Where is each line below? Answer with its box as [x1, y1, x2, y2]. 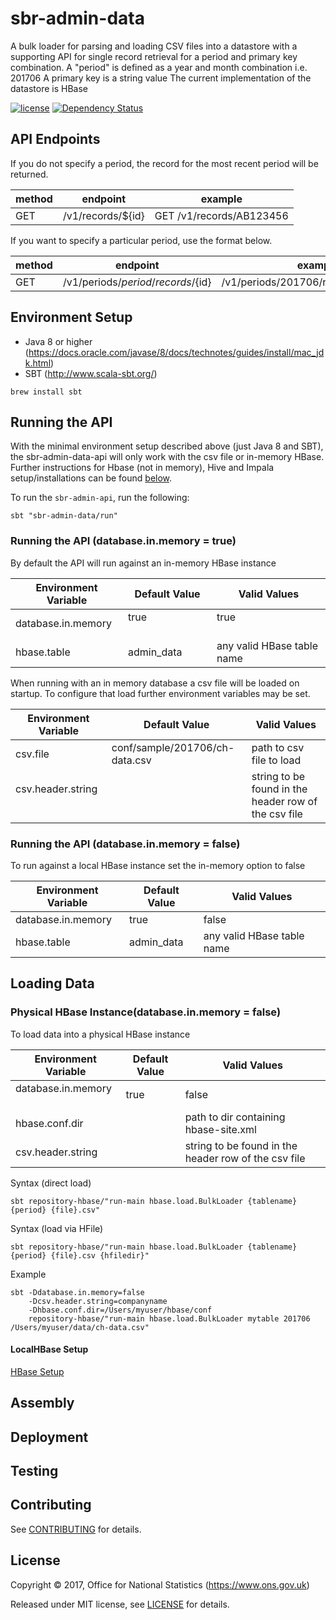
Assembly [10, 1395, 75, 1412]
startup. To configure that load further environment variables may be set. [10, 687, 311, 699]
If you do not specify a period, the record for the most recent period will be [10, 157, 319, 169]
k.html [24, 357, 52, 369]
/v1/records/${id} [62, 208, 145, 222]
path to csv [251, 740, 305, 754]
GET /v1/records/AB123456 [154, 208, 289, 222]
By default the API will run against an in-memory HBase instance [10, 557, 277, 569]
